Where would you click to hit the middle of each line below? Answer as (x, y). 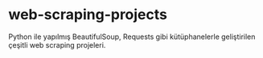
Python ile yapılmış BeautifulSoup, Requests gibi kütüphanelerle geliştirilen (132, 37)
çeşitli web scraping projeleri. (57, 44)
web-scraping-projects (88, 15)
